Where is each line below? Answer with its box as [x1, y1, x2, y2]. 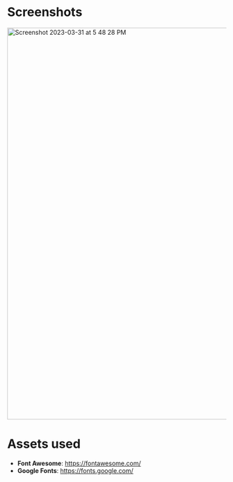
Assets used [7, 436, 81, 452]
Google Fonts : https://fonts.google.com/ [17, 466, 134, 474]
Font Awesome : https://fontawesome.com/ [17, 459, 141, 467]
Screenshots [7, 4, 83, 20]
